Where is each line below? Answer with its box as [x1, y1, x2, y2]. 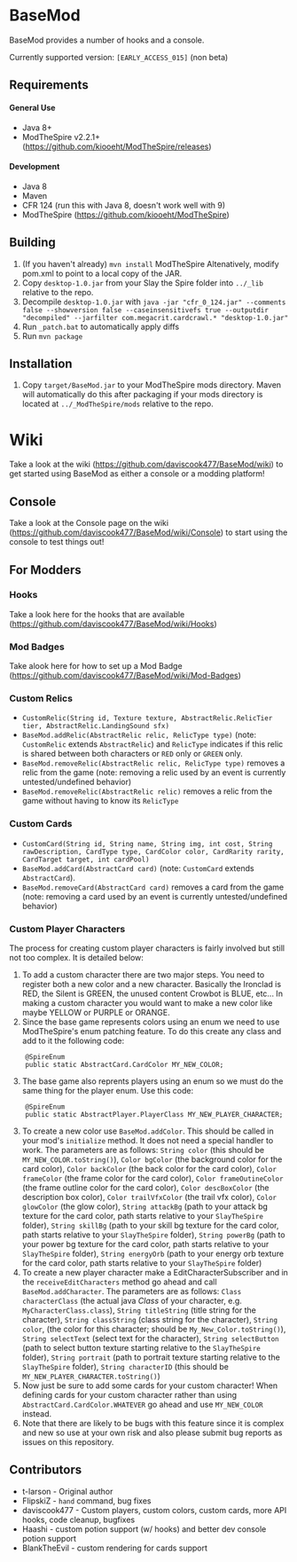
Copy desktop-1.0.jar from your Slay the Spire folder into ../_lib [21, 277, 264, 288]
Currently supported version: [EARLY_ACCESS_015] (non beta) [9, 51, 229, 62]
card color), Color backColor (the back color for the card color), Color [21, 1163, 277, 1173]
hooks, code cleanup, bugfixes [21, 1514, 136, 1525]
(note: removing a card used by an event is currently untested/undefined [21, 891, 288, 901]
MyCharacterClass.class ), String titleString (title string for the [21, 1305, 257, 1315]
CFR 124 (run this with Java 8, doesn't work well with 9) [21, 200, 226, 210]
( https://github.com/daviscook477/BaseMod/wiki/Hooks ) [9, 618, 217, 629]
